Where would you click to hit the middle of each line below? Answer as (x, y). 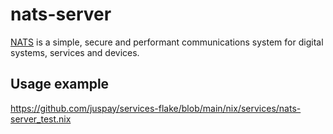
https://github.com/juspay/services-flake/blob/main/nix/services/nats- (156, 108)
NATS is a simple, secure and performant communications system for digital (167, 42)
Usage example (60, 84)
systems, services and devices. (75, 52)
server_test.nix (41, 119)
